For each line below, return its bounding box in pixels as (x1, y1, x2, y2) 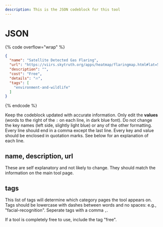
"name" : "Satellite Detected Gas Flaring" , (9, 58, 98, 63)
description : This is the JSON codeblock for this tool (5, 7, 120, 12)
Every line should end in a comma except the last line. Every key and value (5, 128, 154, 133)
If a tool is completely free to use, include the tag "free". (5, 216, 117, 222)
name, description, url (5, 152, 74, 160)
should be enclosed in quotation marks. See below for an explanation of (5, 133, 149, 139)
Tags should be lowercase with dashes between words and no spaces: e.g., (5, 202, 157, 208)
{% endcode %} (5, 103, 37, 109)
